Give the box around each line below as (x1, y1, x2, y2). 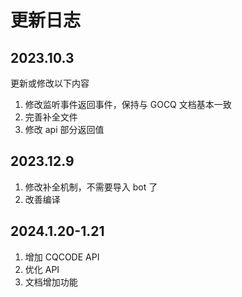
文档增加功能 (24, 276, 78, 288)
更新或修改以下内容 (10, 77, 90, 89)
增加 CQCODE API (24, 251, 100, 263)
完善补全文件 (24, 111, 78, 123)
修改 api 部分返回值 (24, 124, 105, 135)
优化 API (24, 263, 60, 275)
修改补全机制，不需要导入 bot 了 (24, 181, 158, 193)
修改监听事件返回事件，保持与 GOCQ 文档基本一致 (24, 99, 232, 110)
